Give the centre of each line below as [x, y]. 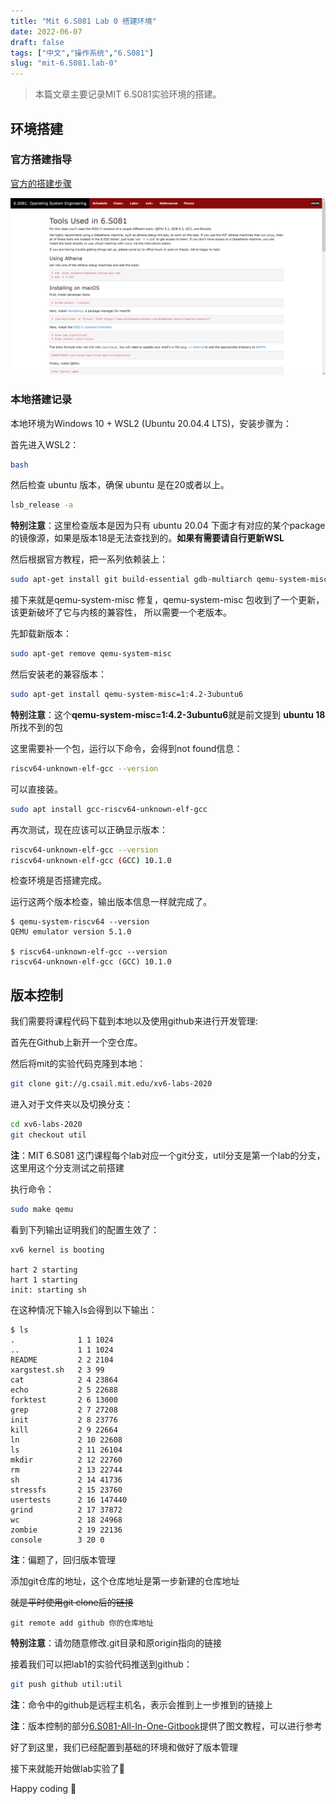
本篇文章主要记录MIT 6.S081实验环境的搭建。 [128, 94]
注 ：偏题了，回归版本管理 [63, 1559]
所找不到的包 [36, 727]
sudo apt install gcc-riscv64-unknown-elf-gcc [109, 809]
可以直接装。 [36, 789]
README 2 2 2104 [62, 1360]
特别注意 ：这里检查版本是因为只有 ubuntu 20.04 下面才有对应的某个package [168, 526]
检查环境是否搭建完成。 [58, 881]
